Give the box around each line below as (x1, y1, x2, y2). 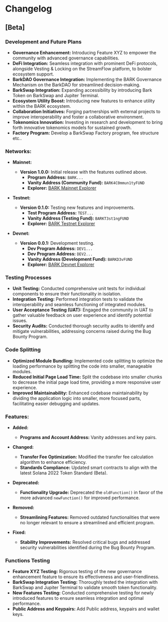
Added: (12, 425, 29, 431)
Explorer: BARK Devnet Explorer (27, 261, 95, 267)
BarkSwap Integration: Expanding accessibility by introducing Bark (12, 87, 152, 93)
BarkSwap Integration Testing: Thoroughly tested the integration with (12, 579, 158, 585)
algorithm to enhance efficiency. (20, 459, 87, 465)
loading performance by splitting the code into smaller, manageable (12, 363, 152, 369)
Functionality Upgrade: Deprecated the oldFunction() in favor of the (20, 490, 163, 496)
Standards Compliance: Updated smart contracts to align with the (20, 464, 157, 471)
